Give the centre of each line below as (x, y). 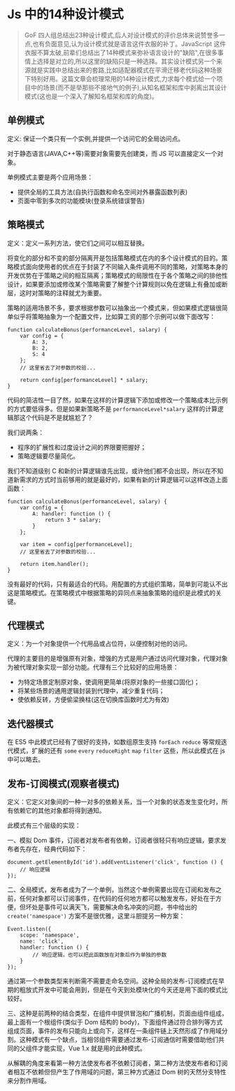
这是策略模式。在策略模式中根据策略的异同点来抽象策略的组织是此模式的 (111, 592)
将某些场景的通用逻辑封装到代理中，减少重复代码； (91, 691)
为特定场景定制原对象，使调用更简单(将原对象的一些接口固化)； (109, 682)
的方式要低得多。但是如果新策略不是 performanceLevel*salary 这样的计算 (113, 408)
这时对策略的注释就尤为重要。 (62, 293)
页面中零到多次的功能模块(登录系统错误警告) (81, 201)
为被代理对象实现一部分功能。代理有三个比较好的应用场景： (93, 667)
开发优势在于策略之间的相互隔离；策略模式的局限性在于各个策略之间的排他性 (117, 275)
